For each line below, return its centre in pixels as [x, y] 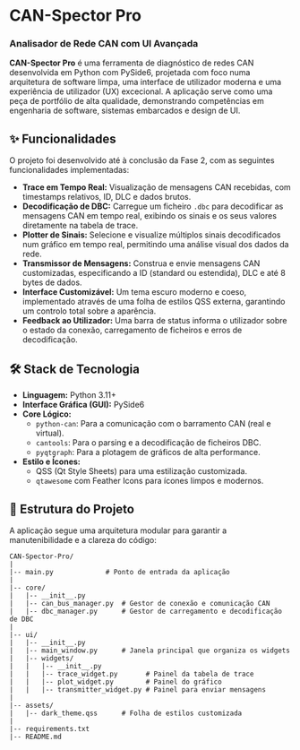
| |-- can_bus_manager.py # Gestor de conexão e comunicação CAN [140, 603]
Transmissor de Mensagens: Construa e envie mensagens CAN [141, 263]
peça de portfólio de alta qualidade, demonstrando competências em [137, 101]
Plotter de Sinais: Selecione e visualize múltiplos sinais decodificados [151, 235]
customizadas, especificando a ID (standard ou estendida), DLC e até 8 [154, 273]
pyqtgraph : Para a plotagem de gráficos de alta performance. [148, 453]
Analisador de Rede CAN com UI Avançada [104, 44]
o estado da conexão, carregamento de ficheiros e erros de [132, 330]
